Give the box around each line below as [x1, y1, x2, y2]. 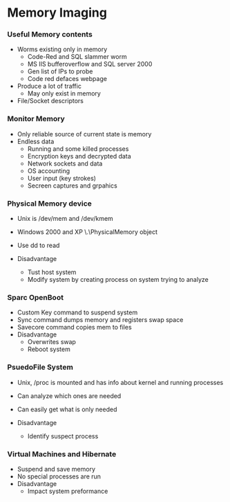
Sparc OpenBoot [7, 293, 64, 302]
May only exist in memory [27, 89, 102, 98]
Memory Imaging [7, 5, 107, 21]
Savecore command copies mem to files [17, 323, 133, 332]
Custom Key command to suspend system [17, 308, 138, 316]
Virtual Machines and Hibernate [7, 449, 117, 458]
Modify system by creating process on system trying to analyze [27, 276, 209, 284]
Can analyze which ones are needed [17, 391, 122, 400]
